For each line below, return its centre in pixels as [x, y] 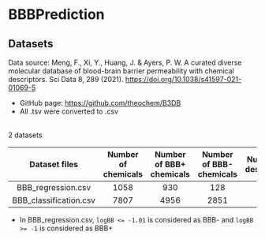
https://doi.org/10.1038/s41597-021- [183, 79]
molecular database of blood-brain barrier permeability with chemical [121, 71]
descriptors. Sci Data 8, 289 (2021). [66, 79]
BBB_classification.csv [54, 200]
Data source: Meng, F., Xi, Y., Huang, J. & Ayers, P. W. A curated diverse [125, 62]
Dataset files [54, 164]
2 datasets [25, 135]
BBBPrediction [56, 15]
